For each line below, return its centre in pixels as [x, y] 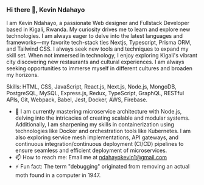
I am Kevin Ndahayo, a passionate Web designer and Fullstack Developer [98, 23]
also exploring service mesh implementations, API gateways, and [97, 137]
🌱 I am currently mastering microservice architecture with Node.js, [98, 112]
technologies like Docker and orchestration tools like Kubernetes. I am [103, 131]
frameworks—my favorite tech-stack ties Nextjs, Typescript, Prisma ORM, [99, 43]
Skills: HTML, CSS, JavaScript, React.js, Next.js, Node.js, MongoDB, [91, 87]
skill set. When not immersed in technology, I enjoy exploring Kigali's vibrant [102, 56]
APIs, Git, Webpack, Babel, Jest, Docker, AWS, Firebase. [77, 100]
